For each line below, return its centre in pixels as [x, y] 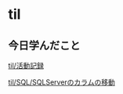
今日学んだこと [44, 45]
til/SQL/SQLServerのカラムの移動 [62, 82]
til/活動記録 [26, 65]
